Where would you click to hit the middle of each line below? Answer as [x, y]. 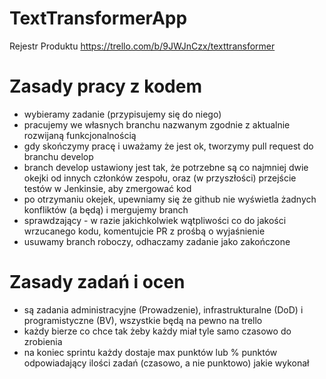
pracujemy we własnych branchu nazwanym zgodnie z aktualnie [157, 124]
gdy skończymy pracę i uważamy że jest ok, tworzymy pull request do [168, 146]
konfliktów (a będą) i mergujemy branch [106, 209]
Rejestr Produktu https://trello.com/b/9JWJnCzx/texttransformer [142, 46]
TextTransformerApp [98, 18]
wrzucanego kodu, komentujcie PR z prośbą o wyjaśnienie [144, 231]
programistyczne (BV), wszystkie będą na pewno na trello [143, 320]
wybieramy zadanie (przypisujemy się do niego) [122, 114]
